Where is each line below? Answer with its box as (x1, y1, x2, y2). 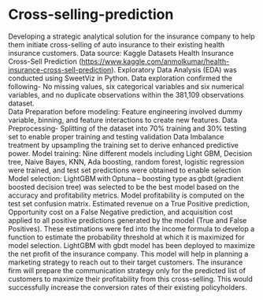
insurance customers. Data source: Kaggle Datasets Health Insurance (8, 48, 234, 57)
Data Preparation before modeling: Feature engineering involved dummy (8, 106, 243, 116)
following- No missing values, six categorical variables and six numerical (8, 81, 244, 91)
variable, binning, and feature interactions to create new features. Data (8, 115, 238, 124)
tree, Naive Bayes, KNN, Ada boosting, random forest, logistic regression (8, 157, 245, 166)
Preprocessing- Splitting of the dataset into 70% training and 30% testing (8, 124, 246, 133)
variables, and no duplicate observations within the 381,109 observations (8, 90, 244, 99)
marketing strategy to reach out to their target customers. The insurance (8, 257, 243, 267)
